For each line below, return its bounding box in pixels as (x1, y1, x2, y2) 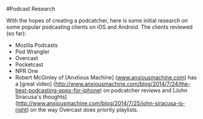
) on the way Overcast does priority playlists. (27, 106, 139, 113)
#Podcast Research (6, 5, 56, 12)
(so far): (6, 30, 27, 37)
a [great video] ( (15, 80, 56, 87)
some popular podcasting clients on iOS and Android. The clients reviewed (6, 24, 193, 30)
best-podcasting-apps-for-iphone (15, 87, 100, 93)
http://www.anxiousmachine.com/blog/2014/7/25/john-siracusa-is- (17, 100, 185, 107)
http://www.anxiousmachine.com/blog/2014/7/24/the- (55, 80, 191, 87)
